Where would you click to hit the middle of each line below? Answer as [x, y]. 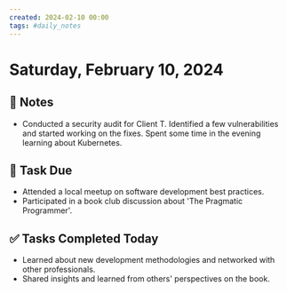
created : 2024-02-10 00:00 [59, 17]
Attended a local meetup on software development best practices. [143, 192]
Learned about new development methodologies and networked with [148, 260]
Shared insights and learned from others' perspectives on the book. [146, 279]
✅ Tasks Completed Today [84, 238]
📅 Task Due [41, 170]
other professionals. [59, 269]
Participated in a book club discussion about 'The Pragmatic [132, 202]
